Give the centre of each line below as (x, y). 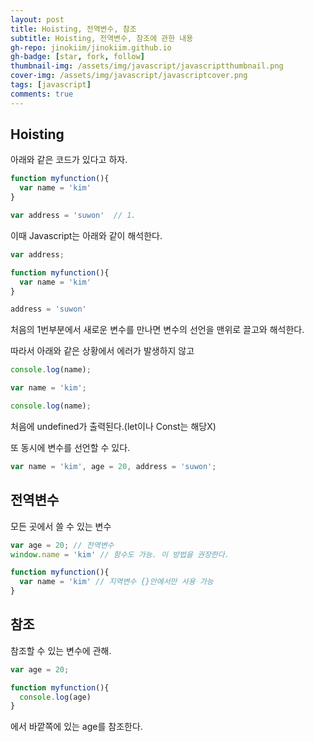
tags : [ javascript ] (51, 85)
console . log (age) (55, 697)
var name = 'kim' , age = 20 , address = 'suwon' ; (113, 466)
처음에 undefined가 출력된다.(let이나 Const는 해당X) (113, 426)
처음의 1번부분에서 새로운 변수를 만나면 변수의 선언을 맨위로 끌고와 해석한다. (157, 330)
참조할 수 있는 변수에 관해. (61, 650)
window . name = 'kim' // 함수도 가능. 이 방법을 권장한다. (120, 554)
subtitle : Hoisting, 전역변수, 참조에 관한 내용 (102, 38)
